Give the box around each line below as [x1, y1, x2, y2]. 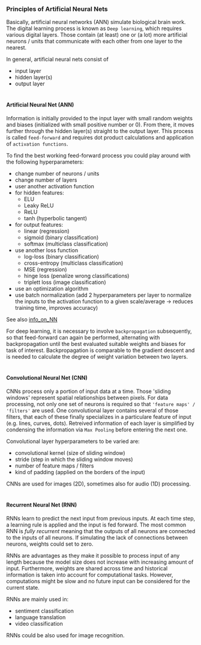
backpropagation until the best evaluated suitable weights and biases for [6, 341, 186, 348]
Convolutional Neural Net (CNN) [6, 374, 88, 381]
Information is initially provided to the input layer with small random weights [6, 115, 193, 122]
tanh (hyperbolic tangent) [23, 215, 88, 222]
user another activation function [14, 183, 95, 190]
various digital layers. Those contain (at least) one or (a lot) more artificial [6, 31, 188, 39]
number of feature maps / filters [14, 462, 94, 469]
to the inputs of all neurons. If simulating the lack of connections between [6, 534, 188, 541]
